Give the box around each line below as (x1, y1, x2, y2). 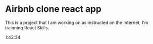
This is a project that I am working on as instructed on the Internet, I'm (5, 20, 149, 25)
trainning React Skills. (5, 24, 50, 30)
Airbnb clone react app (5, 3, 102, 15)
